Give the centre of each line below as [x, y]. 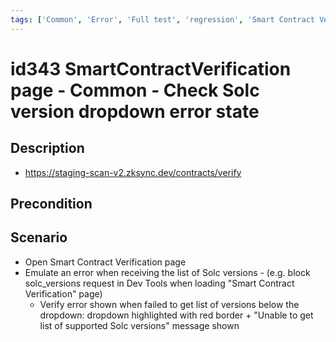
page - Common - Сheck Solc [135, 90]
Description [47, 148]
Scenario [39, 237]
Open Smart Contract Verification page [105, 262]
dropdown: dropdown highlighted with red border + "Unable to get [176, 315]
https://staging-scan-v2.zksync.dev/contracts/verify [133, 172]
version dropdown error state [135, 111]
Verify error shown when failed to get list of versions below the [169, 304]
